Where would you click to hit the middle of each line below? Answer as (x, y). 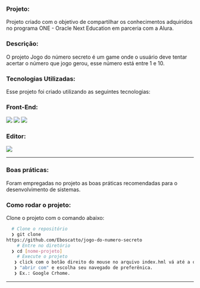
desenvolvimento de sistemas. (43, 189)
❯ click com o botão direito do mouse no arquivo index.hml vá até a (102, 262)
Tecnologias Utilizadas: (41, 78)
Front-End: (22, 107)
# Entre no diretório (43, 246)
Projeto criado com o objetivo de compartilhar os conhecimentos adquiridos (99, 22)
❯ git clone (26, 234)
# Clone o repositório (40, 229)
